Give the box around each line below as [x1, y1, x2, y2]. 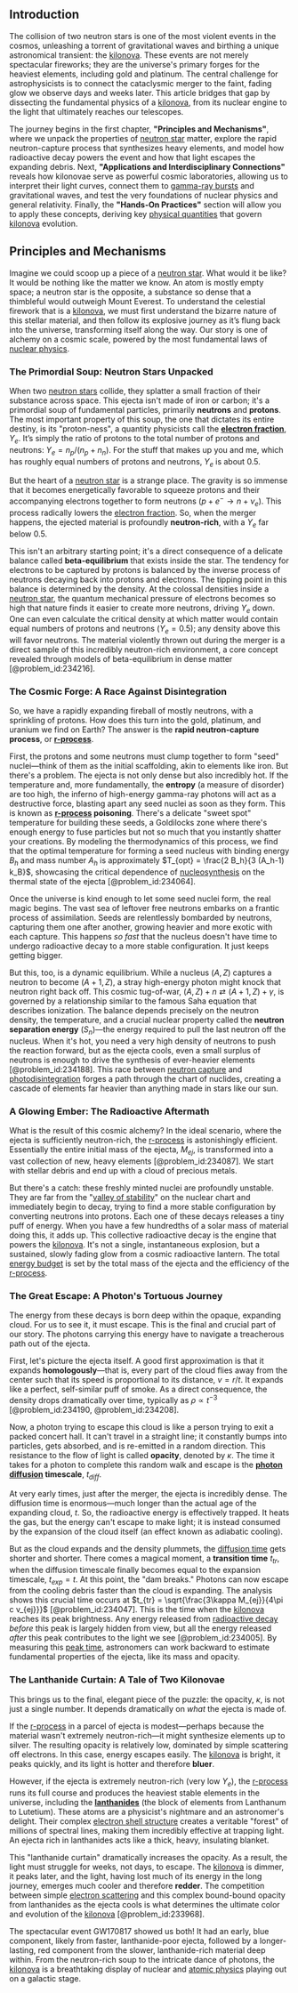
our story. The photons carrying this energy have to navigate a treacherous [9, 1329, 285, 1340]
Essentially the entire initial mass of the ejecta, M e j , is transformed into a [9, 1144, 274, 1158]
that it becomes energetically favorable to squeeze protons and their [9, 485, 261, 496]
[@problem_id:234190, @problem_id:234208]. [9, 1405, 180, 1416]
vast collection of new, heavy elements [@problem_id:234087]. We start [9, 1156, 274, 1166]
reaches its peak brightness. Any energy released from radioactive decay [9, 1614, 278, 1625]
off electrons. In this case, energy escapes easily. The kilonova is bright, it [9, 1748, 281, 1760]
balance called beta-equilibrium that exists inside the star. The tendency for [9, 555, 289, 566]
